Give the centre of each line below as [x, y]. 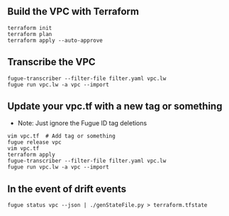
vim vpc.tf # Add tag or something [61, 136]
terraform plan [30, 34]
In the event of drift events [67, 189]
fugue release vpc [34, 142]
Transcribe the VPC [51, 62]
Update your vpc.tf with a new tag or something [115, 107]
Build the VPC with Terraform [73, 12]
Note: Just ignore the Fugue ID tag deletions [82, 123]
